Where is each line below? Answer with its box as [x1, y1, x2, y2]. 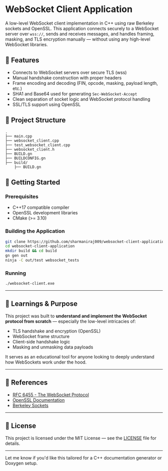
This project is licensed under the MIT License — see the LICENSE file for [5, 435, 156, 441]
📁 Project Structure [5, 116, 66, 125]
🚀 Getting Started [5, 178, 60, 186]
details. [5, 440, 20, 446]
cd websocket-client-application [5, 244, 75, 249]
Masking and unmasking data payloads [12, 344, 93, 350]
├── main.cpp [5, 134, 32, 139]
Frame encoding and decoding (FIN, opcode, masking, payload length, [12, 80, 158, 86]
